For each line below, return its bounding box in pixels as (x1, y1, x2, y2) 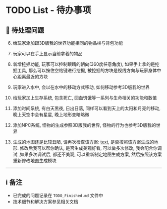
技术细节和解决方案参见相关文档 (12, 199, 78, 205)
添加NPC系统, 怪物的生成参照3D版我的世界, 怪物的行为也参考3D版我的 (12, 122, 156, 128)
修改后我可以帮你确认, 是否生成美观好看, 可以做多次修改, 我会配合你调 (19, 145, 162, 151)
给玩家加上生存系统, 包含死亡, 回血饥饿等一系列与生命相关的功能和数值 (12, 95, 157, 101)
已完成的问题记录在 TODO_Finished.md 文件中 (12, 192, 104, 198)
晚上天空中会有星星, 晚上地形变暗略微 (12, 111, 90, 117)
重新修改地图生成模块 (12, 158, 56, 163)
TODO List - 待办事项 (5, 4, 91, 16)
